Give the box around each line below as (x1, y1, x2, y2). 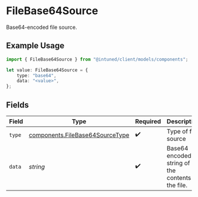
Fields (6, 100, 29, 110)
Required (135, 117, 161, 125)
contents (167, 173, 192, 182)
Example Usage (6, 41, 65, 51)
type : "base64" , (16, 73, 57, 78)
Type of (167, 127, 189, 135)
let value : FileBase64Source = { (6, 67, 88, 73)
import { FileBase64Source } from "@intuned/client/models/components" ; (6, 56, 189, 63)
